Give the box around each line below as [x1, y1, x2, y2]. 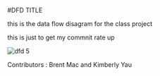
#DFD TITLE [7, 6, 43, 14]
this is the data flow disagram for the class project [7, 20, 153, 27]
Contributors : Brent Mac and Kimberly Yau [7, 61, 133, 69]
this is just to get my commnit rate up [7, 33, 115, 42]
